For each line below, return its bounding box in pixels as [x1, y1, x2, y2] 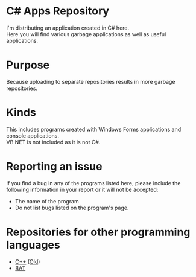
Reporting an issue [6, 160, 103, 173]
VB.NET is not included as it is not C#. [6, 138, 101, 145]
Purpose [6, 59, 50, 72]
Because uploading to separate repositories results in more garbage [6, 78, 176, 85]
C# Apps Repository [6, 4, 110, 18]
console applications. [6, 132, 59, 139]
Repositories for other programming [6, 225, 191, 239]
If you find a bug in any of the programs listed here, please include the [6, 179, 181, 186]
